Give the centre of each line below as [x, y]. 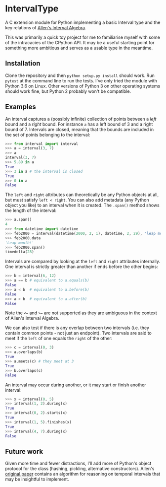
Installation [23, 63]
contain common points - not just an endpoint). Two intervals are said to [79, 333]
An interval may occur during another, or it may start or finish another [76, 385]
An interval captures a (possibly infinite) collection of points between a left [81, 119]
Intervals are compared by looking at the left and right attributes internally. [83, 262]
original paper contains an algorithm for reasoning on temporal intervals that [83, 474]
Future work [24, 452]
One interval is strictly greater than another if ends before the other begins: [82, 267]
